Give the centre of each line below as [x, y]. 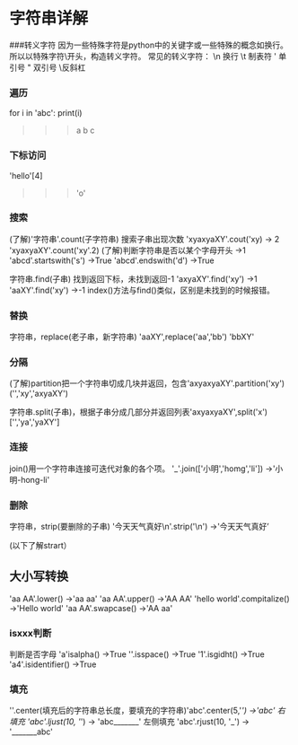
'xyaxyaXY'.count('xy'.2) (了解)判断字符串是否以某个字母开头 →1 [128, 250]
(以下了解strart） [40, 546]
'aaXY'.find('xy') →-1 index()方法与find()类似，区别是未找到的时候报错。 [142, 290]
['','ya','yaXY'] [35, 422]
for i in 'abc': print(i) [46, 113]
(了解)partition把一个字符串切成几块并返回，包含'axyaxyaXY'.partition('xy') [147, 383]
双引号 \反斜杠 [59, 67]
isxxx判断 [31, 633]
